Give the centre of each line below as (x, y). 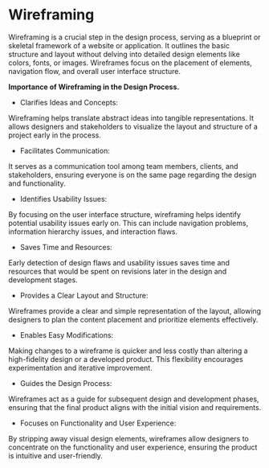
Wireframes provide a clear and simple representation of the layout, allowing (135, 310)
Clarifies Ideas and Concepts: (69, 102)
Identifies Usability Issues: (63, 199)
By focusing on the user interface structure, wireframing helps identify (124, 214)
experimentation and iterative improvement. (80, 367)
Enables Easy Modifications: (67, 335)
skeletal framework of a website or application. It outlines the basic (119, 45)
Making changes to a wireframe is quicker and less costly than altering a (128, 351)
